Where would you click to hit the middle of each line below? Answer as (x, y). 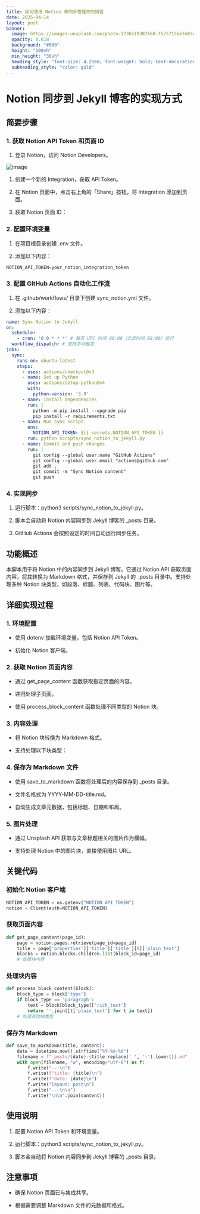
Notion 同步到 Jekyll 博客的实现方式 (94, 99)
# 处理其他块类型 (35, 1016)
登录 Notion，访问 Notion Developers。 (63, 155)
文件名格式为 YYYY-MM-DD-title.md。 (62, 794)
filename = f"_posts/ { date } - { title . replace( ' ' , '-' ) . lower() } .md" (102, 1057)
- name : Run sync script (53, 422)
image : (20, 34)
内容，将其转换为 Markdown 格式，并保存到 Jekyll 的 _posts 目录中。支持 (96, 577)
